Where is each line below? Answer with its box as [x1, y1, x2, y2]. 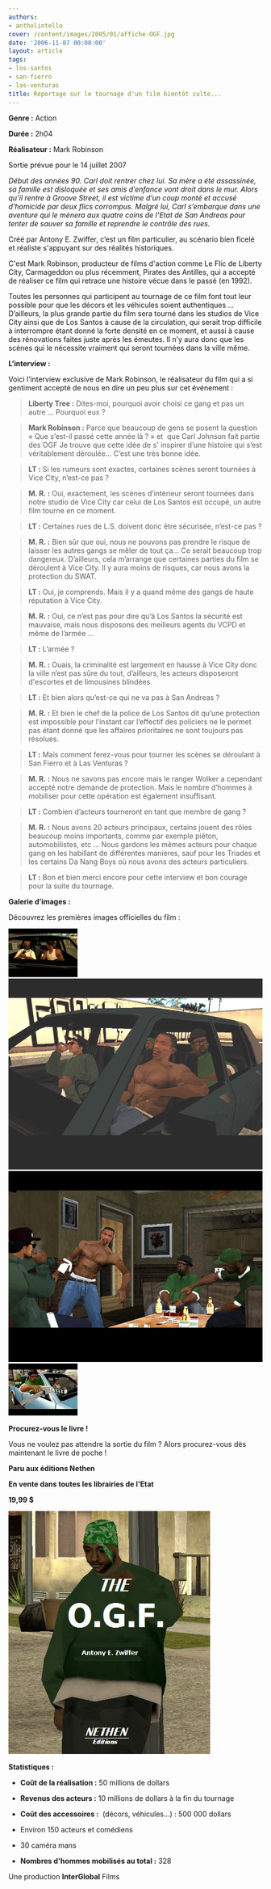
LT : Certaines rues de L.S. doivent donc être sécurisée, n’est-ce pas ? [27, 521, 262, 531]
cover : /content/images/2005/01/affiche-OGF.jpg [8, 30, 175, 38]
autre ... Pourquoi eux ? [27, 407, 106, 416]
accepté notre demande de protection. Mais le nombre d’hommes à [27, 782, 252, 792]
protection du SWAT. [27, 571, 97, 581]
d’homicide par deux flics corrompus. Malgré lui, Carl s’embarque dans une [8, 201, 261, 211]
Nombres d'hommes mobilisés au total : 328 [19, 1856, 172, 1866]
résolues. [27, 734, 60, 744]
